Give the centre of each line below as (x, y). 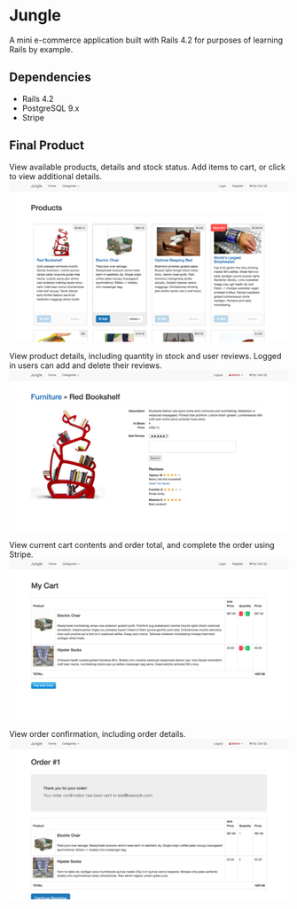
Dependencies (50, 78)
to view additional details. (56, 176)
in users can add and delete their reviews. (86, 365)
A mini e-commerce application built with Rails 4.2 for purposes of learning (146, 40)
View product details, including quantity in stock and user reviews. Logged (145, 357)
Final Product (47, 146)
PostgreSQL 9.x (51, 108)
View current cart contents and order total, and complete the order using (142, 545)
